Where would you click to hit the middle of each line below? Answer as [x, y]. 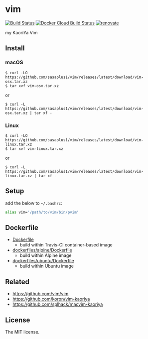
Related [17, 282]
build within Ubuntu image [47, 266]
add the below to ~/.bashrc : [34, 203]
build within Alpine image [46, 255]
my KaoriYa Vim [21, 32]
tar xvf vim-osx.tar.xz [34, 86]
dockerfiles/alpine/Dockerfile [42, 250]
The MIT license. [22, 332]
